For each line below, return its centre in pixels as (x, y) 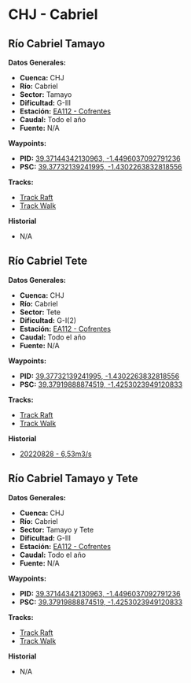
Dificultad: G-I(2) (48, 320)
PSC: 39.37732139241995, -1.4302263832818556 (101, 167)
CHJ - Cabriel (53, 15)
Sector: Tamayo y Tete (57, 529)
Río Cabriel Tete (48, 261)
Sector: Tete (40, 312)
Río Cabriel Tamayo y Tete (73, 479)
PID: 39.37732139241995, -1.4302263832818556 (99, 376)
